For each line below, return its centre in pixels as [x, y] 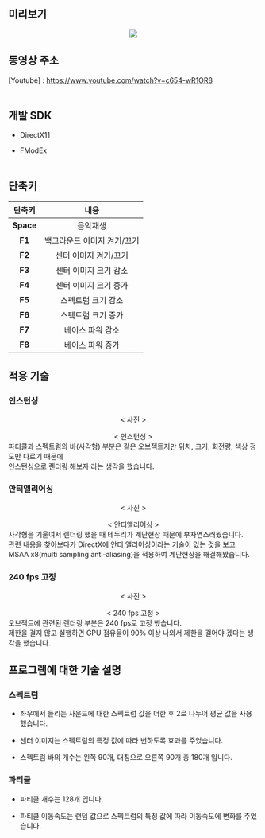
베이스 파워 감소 [92, 330]
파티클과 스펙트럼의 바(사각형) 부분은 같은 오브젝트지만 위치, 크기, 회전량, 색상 [128, 446]
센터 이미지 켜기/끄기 [92, 255]
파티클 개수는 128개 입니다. [61, 799]
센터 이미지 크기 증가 [92, 286]
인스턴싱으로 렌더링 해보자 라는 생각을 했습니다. [81, 466]
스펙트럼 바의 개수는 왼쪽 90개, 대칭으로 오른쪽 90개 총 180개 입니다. [126, 758]
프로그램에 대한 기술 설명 [65, 670]
